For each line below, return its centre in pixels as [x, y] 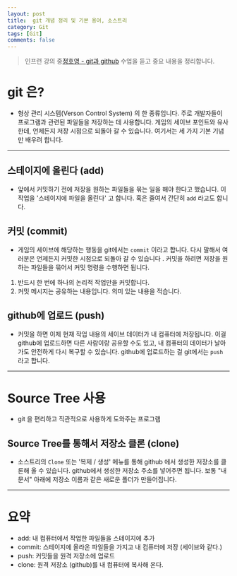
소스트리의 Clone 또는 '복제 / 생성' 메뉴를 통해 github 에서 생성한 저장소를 [119, 462]
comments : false [31, 40]
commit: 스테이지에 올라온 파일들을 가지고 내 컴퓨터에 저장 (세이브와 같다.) [120, 547]
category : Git [28, 27]
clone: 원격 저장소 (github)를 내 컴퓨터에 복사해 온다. [90, 565]
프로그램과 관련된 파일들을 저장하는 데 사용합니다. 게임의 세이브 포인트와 [116, 122]
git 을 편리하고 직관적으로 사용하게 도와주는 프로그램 [89, 419]
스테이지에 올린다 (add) [56, 171]
